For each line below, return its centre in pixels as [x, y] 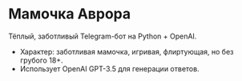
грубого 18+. [41, 60]
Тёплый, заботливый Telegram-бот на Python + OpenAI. [103, 36]
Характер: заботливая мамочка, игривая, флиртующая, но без [127, 51]
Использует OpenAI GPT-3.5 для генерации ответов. [109, 68]
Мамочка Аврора [70, 14]
